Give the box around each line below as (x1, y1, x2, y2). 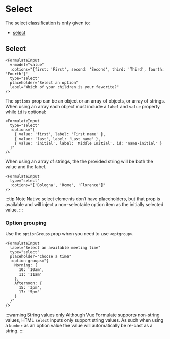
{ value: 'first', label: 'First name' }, (14, 131, 106, 137)
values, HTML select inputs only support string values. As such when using (5, 317, 164, 323)
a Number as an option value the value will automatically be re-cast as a (5, 323, 153, 329)
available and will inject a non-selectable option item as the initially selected (5, 201, 164, 207)
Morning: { (14, 263, 38, 268)
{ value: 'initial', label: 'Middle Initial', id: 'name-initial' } (14, 141, 162, 146)
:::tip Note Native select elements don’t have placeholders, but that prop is (5, 196, 161, 202)
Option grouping (5, 219, 47, 226)
